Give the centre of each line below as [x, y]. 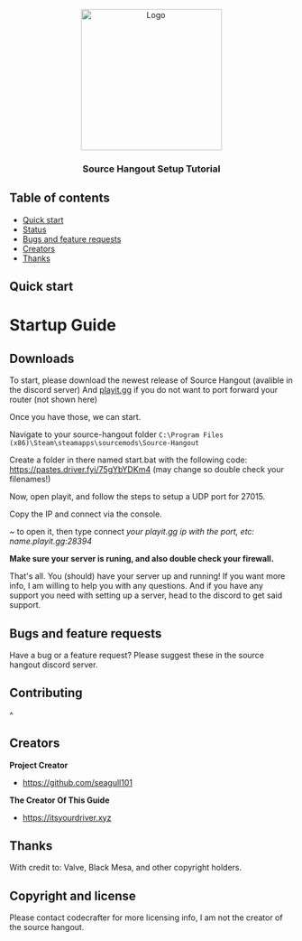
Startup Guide [63, 326]
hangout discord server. [54, 665]
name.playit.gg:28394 [51, 541]
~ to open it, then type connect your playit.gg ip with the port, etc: [132, 532]
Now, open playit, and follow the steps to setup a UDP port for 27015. [137, 497]
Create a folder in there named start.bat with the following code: [128, 460]
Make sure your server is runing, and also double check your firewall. [142, 559]
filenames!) [30, 480]
